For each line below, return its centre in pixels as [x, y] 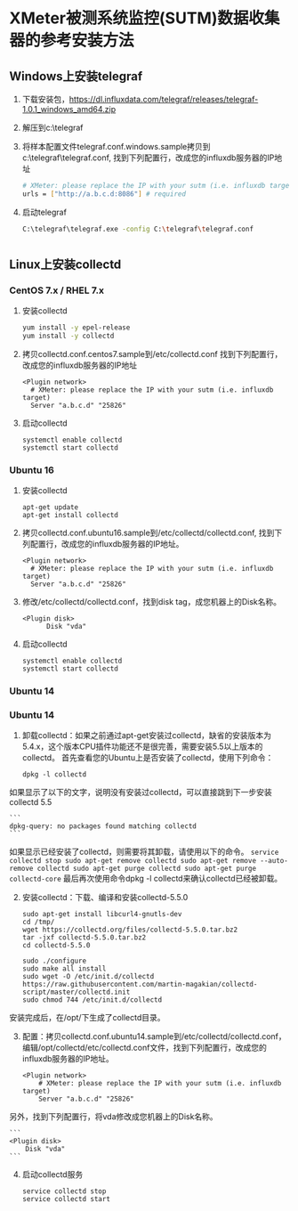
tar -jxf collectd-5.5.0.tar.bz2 [84, 938]
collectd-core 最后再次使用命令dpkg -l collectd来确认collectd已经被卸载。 [146, 879]
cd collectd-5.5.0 [56, 946]
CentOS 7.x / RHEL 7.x [57, 290]
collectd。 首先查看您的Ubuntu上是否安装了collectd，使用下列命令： [148, 758]
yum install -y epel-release [76, 328]
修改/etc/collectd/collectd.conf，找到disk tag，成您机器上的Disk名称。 [152, 602]
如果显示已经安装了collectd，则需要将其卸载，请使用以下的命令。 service [144, 852]
